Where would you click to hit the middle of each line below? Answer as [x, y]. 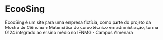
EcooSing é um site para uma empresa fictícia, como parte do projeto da [78, 22]
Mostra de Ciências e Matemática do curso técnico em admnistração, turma [82, 27]
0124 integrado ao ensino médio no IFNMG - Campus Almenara [69, 32]
